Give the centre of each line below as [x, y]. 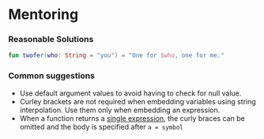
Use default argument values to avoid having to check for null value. [130, 93]
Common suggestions [51, 76]
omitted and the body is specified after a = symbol [102, 126]
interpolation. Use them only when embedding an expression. [120, 110]
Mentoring [43, 15]
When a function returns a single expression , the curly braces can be [132, 118]
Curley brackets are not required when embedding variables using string [138, 101]
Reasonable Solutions [51, 39]
